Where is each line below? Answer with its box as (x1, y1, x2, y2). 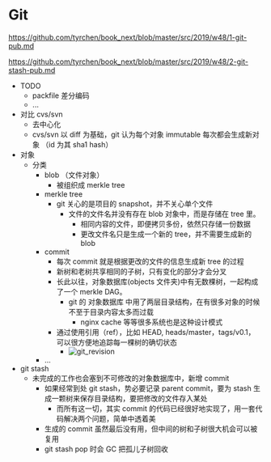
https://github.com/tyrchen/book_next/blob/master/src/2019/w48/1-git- (8, 32, 248, 42)
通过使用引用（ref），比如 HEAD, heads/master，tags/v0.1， (56, 327, 256, 337)
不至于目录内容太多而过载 (68, 307, 154, 316)
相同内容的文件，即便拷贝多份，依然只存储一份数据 (80, 218, 251, 228)
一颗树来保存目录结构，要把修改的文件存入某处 (51, 393, 208, 403)
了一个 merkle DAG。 (56, 286, 127, 296)
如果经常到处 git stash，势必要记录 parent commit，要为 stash (44, 383, 252, 393)
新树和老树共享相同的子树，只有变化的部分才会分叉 (56, 266, 227, 276)
